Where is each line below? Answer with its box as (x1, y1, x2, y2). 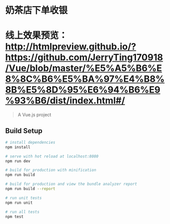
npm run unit (5, 200, 33, 205)
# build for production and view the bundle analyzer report (5, 181, 138, 187)
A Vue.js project (17, 112, 52, 118)
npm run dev (5, 158, 30, 164)
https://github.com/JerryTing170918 (5, 52, 163, 63)
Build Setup (5, 126, 43, 135)
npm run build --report (5, 186, 56, 191)
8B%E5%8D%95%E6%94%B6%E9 (5, 84, 161, 95)
